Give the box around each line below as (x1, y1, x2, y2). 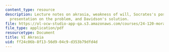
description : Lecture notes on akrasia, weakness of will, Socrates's (5, 12, 156, 17)
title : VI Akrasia (5, 35, 44, 40)
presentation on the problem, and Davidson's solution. (10, 16, 129, 21)
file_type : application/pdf (5, 26, 64, 31)
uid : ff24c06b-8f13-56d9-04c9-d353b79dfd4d (5, 40, 98, 45)
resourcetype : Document (5, 30, 55, 35)
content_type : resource (5, 7, 55, 12)
